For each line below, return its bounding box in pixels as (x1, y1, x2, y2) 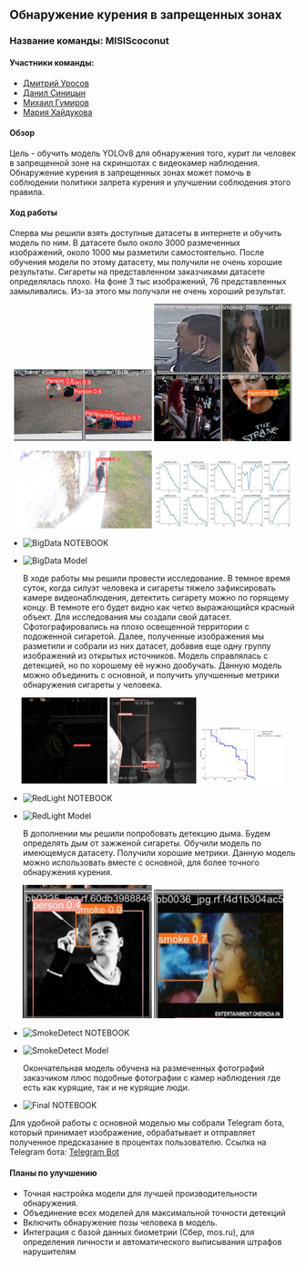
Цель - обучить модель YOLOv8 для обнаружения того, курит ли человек (9, 148, 296, 159)
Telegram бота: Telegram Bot (9, 1147, 120, 1158)
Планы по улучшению (9, 1167, 97, 1179)
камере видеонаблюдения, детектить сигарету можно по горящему (22, 592, 290, 602)
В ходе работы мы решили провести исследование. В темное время (22, 572, 291, 583)
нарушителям (22, 1246, 76, 1257)
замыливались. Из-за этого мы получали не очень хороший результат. (9, 285, 287, 296)
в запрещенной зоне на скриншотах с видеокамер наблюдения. (9, 157, 260, 168)
